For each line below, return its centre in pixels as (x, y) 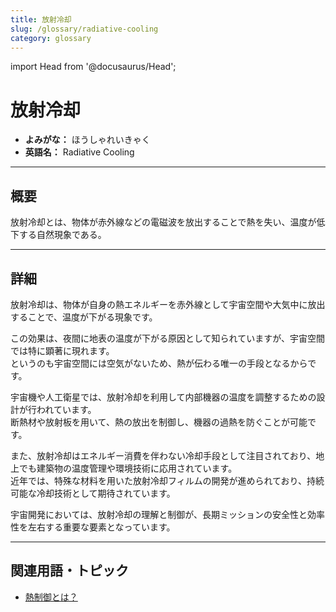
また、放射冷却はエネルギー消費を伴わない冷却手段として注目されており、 (163, 455)
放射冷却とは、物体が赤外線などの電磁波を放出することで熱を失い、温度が (163, 222)
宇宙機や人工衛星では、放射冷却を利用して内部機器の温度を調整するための (163, 397)
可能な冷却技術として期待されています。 (93, 493)
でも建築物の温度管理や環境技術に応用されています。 (128, 468)
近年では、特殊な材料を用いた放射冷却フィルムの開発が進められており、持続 (167, 480)
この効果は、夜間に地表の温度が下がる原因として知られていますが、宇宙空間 (167, 338)
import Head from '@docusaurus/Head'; (93, 67)
